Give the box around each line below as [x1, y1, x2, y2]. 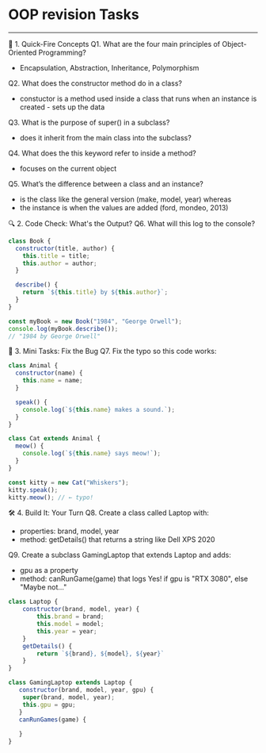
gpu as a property [19, 566, 79, 575]
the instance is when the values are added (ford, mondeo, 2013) [19, 202, 229, 212]
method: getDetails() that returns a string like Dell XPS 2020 [19, 535, 215, 544]
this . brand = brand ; [36, 613, 104, 620]
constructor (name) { [15, 369, 83, 378]
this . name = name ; [22, 377, 83, 385]
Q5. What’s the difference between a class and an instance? [8, 179, 203, 188]
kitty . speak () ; [8, 486, 59, 494]
